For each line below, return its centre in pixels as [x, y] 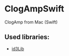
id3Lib [18, 48]
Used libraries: [27, 37]
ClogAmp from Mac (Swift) [31, 22]
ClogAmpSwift [34, 9]
